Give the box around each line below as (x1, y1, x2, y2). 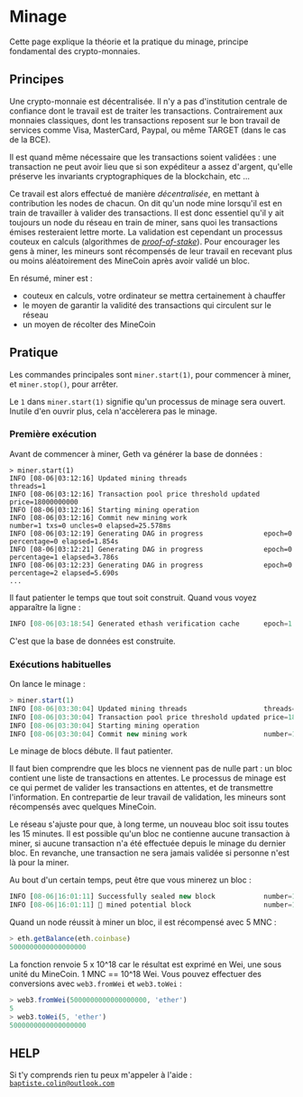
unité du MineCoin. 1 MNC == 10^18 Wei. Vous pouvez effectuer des (9, 968, 262, 979)
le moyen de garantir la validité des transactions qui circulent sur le (22, 299, 272, 310)
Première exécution (9, 428, 97, 441)
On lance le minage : (9, 679, 86, 690)
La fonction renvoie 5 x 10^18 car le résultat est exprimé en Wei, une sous (9, 958, 282, 970)
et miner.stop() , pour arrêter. (9, 379, 119, 389)
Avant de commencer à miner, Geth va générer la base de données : (9, 448, 263, 459)
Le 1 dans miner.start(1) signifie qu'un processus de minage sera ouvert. (9, 396, 286, 407)
